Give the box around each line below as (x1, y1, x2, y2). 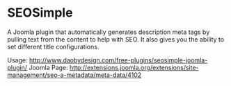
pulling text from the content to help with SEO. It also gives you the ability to (7, 35, 225, 43)
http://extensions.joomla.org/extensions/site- (69, 63, 200, 71)
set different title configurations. (7, 42, 99, 51)
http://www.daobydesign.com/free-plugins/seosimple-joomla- (29, 55, 208, 64)
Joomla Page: (29, 63, 68, 71)
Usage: (7, 55, 28, 64)
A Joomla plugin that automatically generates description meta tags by (7, 28, 210, 36)
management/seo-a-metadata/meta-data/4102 (7, 71, 142, 79)
